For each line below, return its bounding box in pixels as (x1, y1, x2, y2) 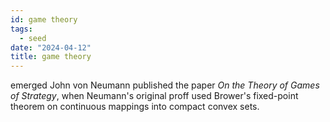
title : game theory (10, 52, 92, 62)
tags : (10, 24, 33, 34)
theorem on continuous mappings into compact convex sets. (10, 101, 260, 113)
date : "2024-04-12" (10, 42, 92, 53)
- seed (19, 33, 47, 43)
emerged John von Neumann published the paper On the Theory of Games (10, 79, 320, 91)
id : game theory (10, 14, 78, 25)
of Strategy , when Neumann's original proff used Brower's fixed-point (10, 90, 299, 102)
